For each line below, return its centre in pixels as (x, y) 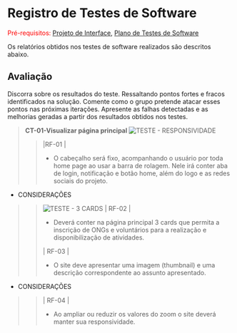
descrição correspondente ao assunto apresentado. (130, 272)
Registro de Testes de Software (102, 13)
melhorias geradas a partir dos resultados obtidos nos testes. (97, 116)
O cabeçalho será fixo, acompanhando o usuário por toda (138, 158)
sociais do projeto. (81, 180)
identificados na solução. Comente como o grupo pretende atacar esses (114, 101)
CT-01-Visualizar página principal (76, 130)
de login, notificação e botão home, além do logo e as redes (142, 173)
